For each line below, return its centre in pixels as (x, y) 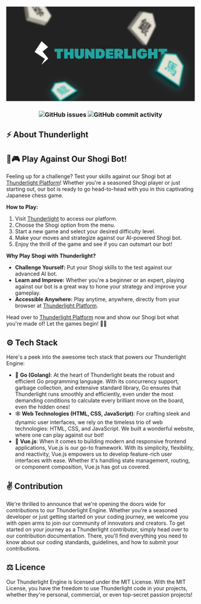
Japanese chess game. (35, 196)
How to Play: (22, 207)
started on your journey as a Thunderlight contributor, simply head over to (98, 529)
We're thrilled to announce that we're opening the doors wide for (86, 504)
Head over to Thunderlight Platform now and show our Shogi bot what (93, 317)
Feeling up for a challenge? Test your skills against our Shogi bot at (89, 176)
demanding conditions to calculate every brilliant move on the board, (99, 400)
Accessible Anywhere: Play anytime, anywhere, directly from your (97, 299)
